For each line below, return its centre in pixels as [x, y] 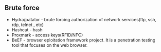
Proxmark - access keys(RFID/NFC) [47, 35]
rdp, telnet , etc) [28, 25]
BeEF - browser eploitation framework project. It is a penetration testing [83, 40]
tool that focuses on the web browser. [50, 45]
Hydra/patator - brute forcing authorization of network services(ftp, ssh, [84, 19]
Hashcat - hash [27, 30]
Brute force [22, 8]
